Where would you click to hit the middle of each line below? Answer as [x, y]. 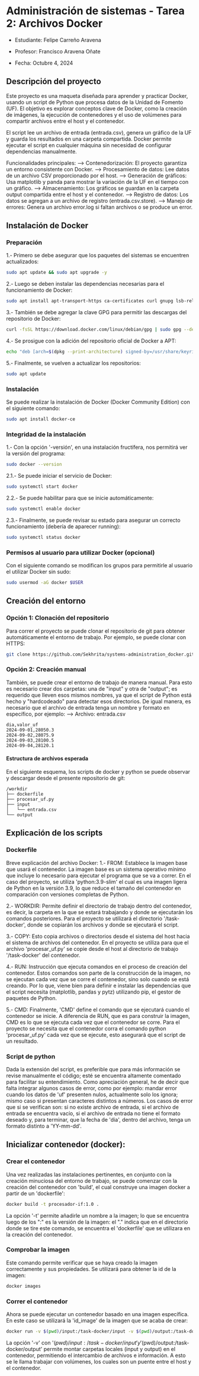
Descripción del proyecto [54, 82]
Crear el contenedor [36, 1161]
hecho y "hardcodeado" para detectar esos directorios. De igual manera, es [99, 701]
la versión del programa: [36, 454]
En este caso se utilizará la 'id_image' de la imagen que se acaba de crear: [97, 1321]
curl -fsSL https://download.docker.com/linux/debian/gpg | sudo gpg [94, 330]
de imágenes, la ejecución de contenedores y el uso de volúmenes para [94, 114]
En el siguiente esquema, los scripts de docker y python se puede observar [98, 772]
